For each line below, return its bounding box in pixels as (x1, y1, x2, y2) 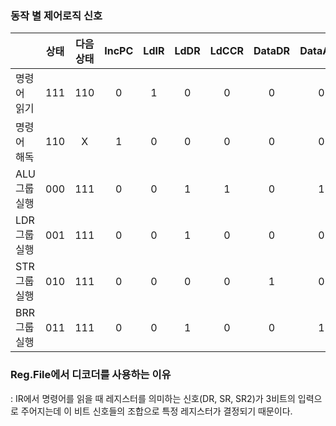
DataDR (253, 44, 291, 58)
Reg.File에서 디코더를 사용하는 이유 (10, 368, 172, 382)
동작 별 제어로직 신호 (10, 8, 103, 22)
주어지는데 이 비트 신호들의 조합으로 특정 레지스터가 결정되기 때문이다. (20, 405, 293, 417)
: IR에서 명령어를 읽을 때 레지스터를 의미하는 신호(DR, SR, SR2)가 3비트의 (10, 392, 296, 404)
